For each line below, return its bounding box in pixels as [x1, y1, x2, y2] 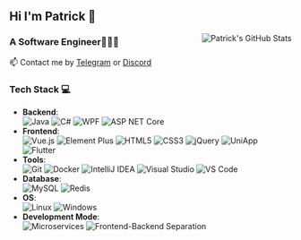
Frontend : [21, 125, 60, 136]
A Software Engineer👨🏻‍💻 [9, 36, 119, 48]
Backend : [21, 107, 59, 117]
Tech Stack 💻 [9, 82, 72, 95]
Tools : [21, 154, 47, 165]
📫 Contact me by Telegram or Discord [9, 56, 152, 67]
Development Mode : [21, 211, 100, 222]
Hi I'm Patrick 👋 [9, 9, 97, 24]
